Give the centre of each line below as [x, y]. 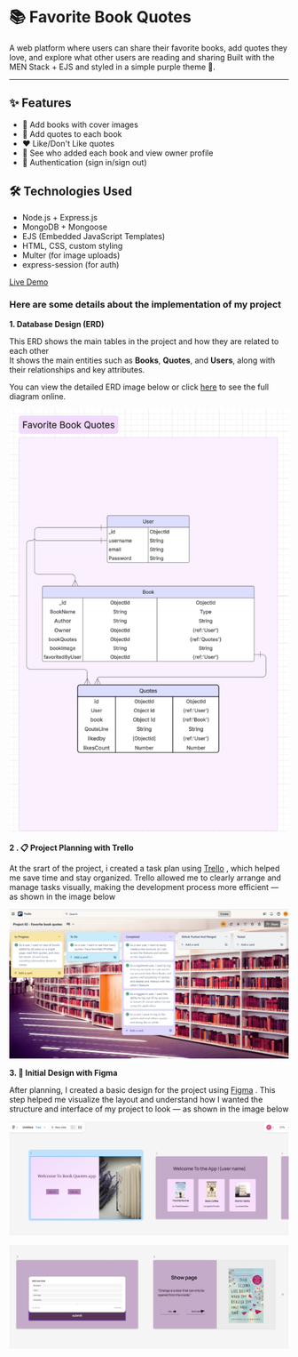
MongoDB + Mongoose [65, 227]
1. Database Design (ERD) [57, 324]
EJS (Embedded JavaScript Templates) [94, 236]
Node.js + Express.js [59, 217]
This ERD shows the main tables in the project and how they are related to [144, 341]
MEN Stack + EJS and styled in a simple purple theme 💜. [112, 67]
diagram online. [38, 396]
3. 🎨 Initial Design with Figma [63, 1072]
